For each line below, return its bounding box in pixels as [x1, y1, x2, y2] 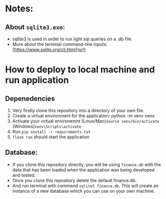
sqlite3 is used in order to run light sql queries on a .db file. [12, 36, 133, 42]
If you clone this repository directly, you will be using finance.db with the [12, 161, 161, 167]
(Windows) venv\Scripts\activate [12, 123, 82, 129]
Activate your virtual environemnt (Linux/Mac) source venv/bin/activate [12, 118, 160, 124]
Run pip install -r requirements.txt [12, 129, 91, 134]
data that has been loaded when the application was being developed [12, 167, 155, 173]
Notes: [5, 3, 34, 14]
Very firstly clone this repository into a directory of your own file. [12, 107, 145, 113]
